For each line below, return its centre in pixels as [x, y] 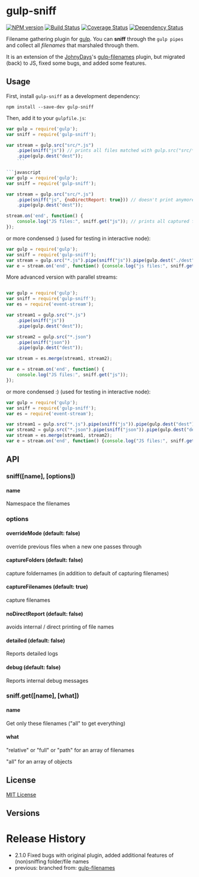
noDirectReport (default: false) [45, 614]
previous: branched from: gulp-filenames [65, 868]
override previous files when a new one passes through [74, 546]
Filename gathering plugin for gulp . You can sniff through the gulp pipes [95, 39]
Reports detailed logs [32, 654]
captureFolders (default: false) [45, 560]
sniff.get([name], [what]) [43, 696]
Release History [46, 839]
